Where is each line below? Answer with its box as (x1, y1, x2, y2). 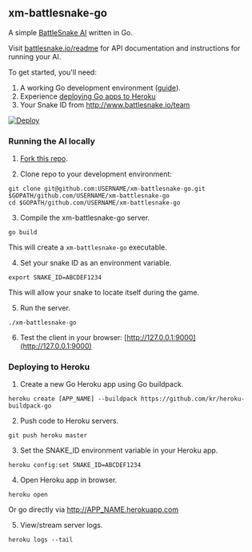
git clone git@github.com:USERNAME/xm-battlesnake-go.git (8, 185, 206, 193)
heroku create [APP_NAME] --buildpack (8, 395, 138, 404)
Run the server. (19, 303, 70, 313)
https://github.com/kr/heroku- (140, 395, 246, 404)
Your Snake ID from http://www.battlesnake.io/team (19, 99, 190, 109)
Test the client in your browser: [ (19, 333, 127, 343)
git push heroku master (8, 432, 88, 440)
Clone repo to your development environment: (19, 169, 172, 179)
